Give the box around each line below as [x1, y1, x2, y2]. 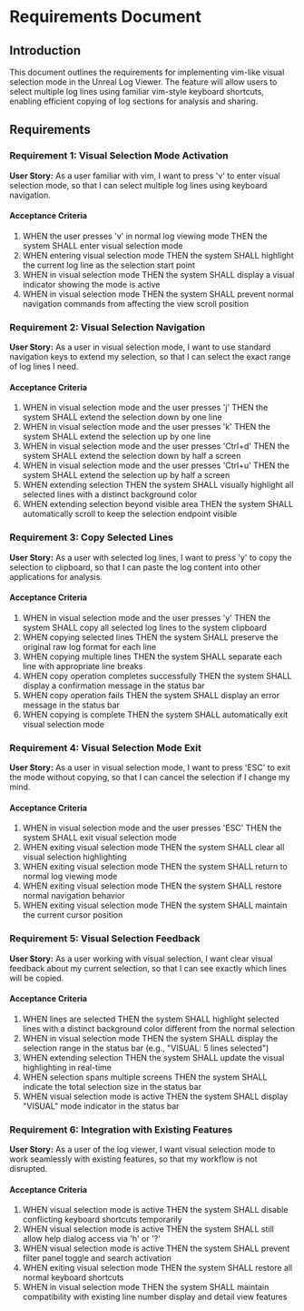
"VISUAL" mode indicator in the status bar [22, 1100, 180, 1112]
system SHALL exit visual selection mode [22, 832, 177, 843]
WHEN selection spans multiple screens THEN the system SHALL [22, 1072, 268, 1082]
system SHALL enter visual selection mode [22, 239, 183, 251]
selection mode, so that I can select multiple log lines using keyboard [9, 179, 268, 190]
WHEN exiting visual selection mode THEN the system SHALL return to [22, 861, 288, 872]
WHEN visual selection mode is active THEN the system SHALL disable [22, 1204, 289, 1215]
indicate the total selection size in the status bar [22, 1081, 202, 1092]
